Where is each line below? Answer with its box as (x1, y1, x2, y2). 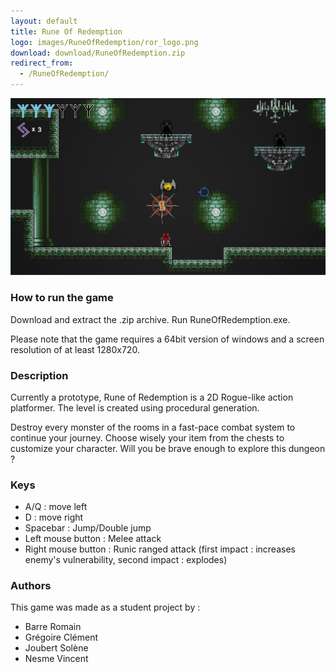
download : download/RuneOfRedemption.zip (10, 48, 186, 58)
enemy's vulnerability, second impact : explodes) (24, 554, 228, 566)
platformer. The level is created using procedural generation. (10, 401, 260, 414)
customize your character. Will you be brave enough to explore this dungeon (10, 442, 326, 454)
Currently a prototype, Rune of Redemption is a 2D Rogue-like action (10, 391, 294, 403)
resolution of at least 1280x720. (10, 343, 140, 355)
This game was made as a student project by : (10, 601, 201, 614)
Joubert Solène (24, 642, 89, 654)
